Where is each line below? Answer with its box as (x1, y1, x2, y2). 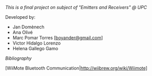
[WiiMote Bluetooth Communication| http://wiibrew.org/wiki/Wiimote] (5, 65, 147, 71)
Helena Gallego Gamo (12, 46, 59, 51)
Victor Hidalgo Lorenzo (12, 40, 61, 46)
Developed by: (5, 14, 35, 20)
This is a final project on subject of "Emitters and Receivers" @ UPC (5, 5, 147, 10)
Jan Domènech (12, 24, 44, 30)
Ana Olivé (12, 29, 33, 35)
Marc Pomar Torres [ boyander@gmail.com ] (12, 35, 103, 41)
